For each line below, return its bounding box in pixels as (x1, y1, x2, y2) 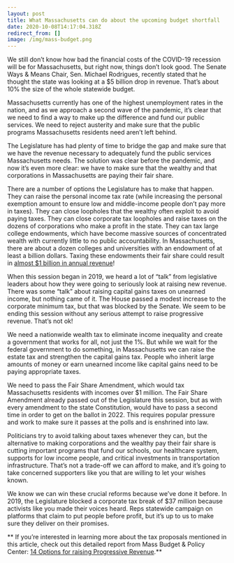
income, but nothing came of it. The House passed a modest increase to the (7, 294, 226, 303)
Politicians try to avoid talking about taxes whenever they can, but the (7, 432, 207, 440)
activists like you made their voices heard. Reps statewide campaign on (7, 504, 213, 513)
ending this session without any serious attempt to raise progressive (7, 310, 204, 318)
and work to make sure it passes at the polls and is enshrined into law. (7, 418, 210, 426)
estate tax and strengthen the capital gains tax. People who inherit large (7, 353, 214, 361)
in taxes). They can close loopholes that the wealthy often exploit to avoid (7, 207, 219, 216)
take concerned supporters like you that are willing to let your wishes (7, 469, 206, 477)
